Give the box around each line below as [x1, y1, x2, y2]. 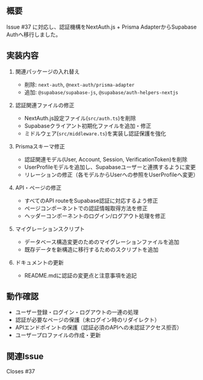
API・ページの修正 [15, 184, 62, 191]
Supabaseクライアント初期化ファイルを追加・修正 [24, 122, 152, 130]
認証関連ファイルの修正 [15, 101, 75, 109]
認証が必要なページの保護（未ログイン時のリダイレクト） [15, 316, 160, 324]
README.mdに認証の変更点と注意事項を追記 [24, 271, 137, 279]
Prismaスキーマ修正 [15, 142, 65, 150]
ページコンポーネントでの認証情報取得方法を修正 [24, 204, 148, 212]
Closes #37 [6, 368, 35, 375]
